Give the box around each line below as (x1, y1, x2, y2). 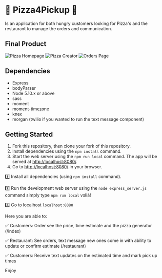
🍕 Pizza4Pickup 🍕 (5, 4, 78, 16)
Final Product (5, 40, 46, 48)
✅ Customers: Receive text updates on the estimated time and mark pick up (5, 253, 158, 258)
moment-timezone (12, 106, 50, 112)
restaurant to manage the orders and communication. (5, 25, 112, 31)
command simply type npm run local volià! (5, 192, 91, 198)
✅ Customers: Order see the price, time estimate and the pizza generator (5, 223, 152, 229)
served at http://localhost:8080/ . (12, 159, 78, 165)
